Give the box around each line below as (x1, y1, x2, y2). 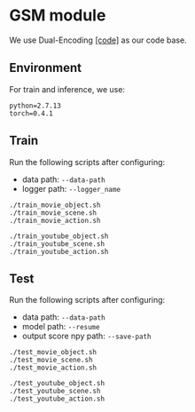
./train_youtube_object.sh (9, 232, 109, 241)
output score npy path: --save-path (21, 330, 152, 342)
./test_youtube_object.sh (9, 379, 105, 388)
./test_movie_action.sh (9, 363, 97, 373)
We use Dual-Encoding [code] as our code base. (9, 35, 188, 45)
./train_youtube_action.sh (9, 247, 109, 256)
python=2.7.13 (9, 101, 62, 110)
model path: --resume (21, 321, 100, 332)
